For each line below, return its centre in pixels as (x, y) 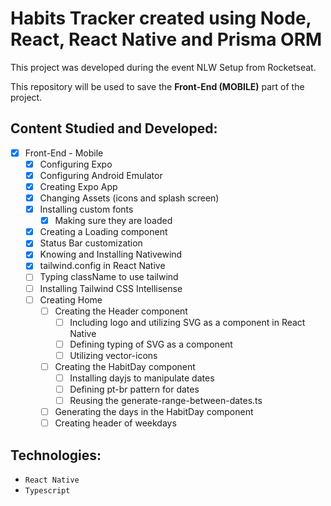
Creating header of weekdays (115, 423)
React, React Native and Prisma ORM (166, 39)
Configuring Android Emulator (101, 175)
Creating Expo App (78, 186)
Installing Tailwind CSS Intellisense (111, 288)
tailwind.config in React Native (102, 266)
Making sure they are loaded (113, 221)
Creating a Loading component (103, 232)
